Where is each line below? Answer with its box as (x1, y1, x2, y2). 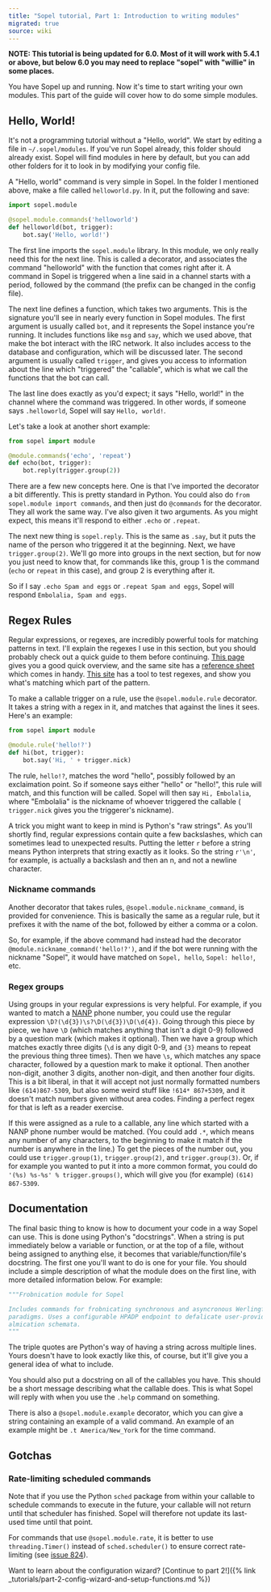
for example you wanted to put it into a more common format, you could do (8, 1162, 258, 1171)
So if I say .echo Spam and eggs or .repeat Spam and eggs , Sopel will (8, 582, 235, 591)
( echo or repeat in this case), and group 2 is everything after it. (8, 565, 215, 575)
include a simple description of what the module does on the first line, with (8, 1266, 256, 1276)
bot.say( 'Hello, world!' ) (23, 231, 110, 239)
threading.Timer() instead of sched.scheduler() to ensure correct (8, 1541, 228, 1551)
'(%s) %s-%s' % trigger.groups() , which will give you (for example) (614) (8, 1170, 254, 1179)
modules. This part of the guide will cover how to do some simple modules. (8, 91, 258, 100)
